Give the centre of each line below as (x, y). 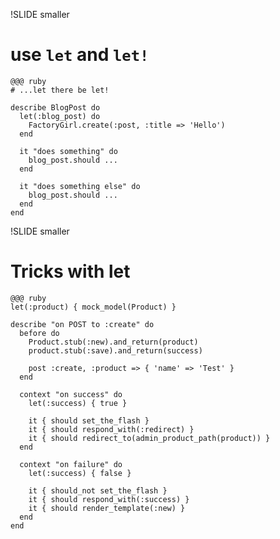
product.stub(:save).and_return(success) (115, 350)
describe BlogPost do (55, 107)
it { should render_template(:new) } (107, 508)
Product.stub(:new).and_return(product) (113, 342)
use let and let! (80, 55)
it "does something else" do (80, 186)
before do (39, 333)
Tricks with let (70, 271)
